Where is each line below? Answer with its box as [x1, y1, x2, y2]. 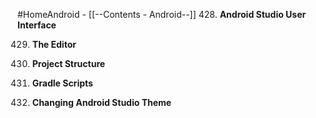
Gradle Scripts [31, 77, 94, 89]
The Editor [31, 39, 77, 50]
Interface [17, 19, 57, 31]
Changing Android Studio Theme [31, 97, 172, 108]
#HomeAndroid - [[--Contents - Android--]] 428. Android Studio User [17, 9, 307, 20]
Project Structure [31, 58, 106, 69]
